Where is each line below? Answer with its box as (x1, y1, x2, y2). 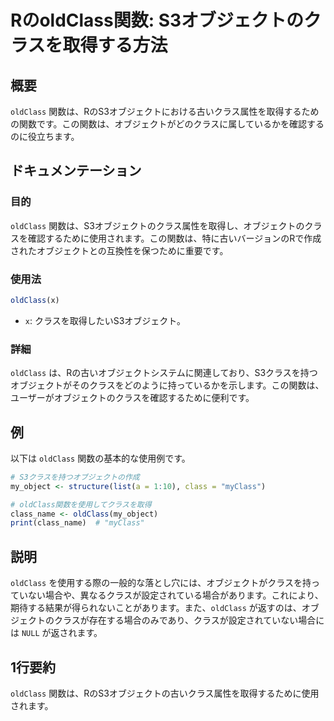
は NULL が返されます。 (10, 627, 103, 639)
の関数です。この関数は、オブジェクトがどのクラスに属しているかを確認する (10, 118, 325, 130)
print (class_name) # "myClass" (10, 518, 145, 528)
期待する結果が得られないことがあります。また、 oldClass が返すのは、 (10, 602, 302, 614)
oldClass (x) (10, 295, 60, 305)
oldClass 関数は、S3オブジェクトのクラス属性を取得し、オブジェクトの (10, 219, 305, 231)
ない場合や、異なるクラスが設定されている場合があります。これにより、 (27, 589, 324, 601)
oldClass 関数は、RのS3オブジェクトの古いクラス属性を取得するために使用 (10, 687, 320, 699)
